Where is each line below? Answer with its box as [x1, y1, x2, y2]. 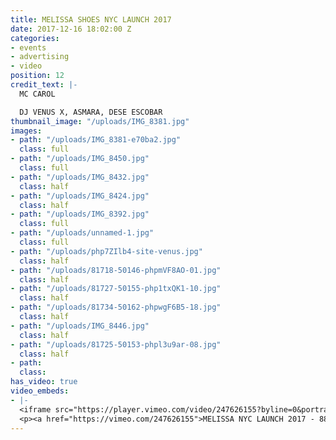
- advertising [10, 52, 70, 62]
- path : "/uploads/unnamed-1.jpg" [10, 228, 155, 238]
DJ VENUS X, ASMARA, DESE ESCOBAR [19, 107, 163, 117]
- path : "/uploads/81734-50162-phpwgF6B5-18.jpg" [10, 302, 222, 313]
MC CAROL [19, 89, 56, 99]
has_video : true [10, 377, 78, 387]
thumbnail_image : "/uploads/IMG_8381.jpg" [10, 116, 190, 126]
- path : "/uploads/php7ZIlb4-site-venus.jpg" [10, 246, 203, 256]
